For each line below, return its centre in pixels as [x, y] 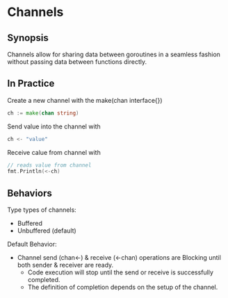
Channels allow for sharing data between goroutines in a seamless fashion [114, 54]
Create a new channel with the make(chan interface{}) [85, 100]
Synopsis [28, 38]
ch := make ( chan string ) [43, 113]
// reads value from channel [49, 165]
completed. [44, 280]
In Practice [31, 84]
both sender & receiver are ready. [65, 265]
